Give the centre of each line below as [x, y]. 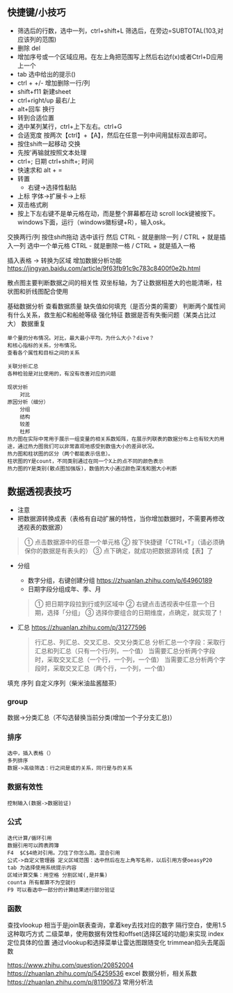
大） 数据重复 [26, 323]
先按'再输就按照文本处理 [52, 153]
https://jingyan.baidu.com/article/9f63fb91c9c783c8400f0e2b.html [104, 268]
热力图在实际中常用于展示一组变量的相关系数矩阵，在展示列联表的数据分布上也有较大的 [113, 439]
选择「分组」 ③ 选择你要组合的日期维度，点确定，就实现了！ [135, 612]
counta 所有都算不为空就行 [42, 882]
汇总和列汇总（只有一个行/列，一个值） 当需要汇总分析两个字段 [125, 650]
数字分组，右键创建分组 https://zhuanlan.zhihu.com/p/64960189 [120, 580]
